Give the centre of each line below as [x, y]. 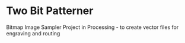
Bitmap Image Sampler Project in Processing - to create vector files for [92, 27]
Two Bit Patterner [50, 11]
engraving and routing [33, 33]
